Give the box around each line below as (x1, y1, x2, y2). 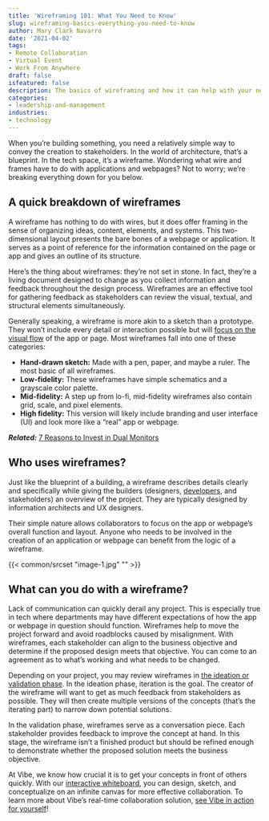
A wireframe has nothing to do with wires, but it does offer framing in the (8, 217, 248, 226)
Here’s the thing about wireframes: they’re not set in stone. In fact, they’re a (8, 266, 258, 276)
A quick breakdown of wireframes (8, 196, 182, 209)
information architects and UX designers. (8, 502, 144, 512)
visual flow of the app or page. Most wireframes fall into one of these (8, 333, 236, 343)
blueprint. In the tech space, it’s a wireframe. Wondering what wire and (8, 155, 242, 165)
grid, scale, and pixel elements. (19, 400, 123, 409)
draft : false (8, 71, 52, 79)
